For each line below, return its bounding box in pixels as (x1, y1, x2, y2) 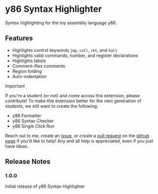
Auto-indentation (12, 73, 47, 79)
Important (5, 83, 25, 89)
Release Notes (5, 157, 51, 166)
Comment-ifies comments (12, 63, 65, 69)
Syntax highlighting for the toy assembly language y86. (5, 20, 117, 26)
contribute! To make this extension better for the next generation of (5, 98, 142, 104)
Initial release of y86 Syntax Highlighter (5, 184, 85, 190)
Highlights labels (12, 58, 46, 64)
